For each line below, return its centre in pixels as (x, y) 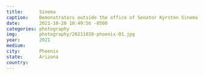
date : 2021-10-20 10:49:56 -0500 (57, 23)
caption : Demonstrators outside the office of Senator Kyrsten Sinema (102, 18)
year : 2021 (28, 40)
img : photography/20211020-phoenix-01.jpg (71, 34)
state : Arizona (33, 57)
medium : (16, 46)
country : (17, 62)
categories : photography (38, 29)
